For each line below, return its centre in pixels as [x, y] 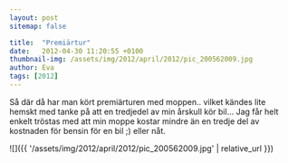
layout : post [34, 18]
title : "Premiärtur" [50, 43]
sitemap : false [38, 26]
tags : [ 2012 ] [34, 77]
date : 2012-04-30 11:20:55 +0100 [77, 51]
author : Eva [32, 68]
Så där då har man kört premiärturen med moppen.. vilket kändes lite [138, 101]
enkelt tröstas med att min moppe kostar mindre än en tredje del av [134, 121]
